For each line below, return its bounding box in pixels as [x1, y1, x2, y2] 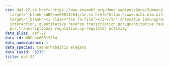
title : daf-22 [5, 54, 35, 59]
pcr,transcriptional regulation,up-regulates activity [10, 26, 127, 31]
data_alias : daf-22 [5, 31, 46, 36]
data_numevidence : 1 [5, 40, 49, 45]
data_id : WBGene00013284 [5, 36, 57, 41]
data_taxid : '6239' [5, 49, 46, 54]
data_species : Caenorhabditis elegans [5, 45, 87, 50]
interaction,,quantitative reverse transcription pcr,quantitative [10, 21, 154, 27]
